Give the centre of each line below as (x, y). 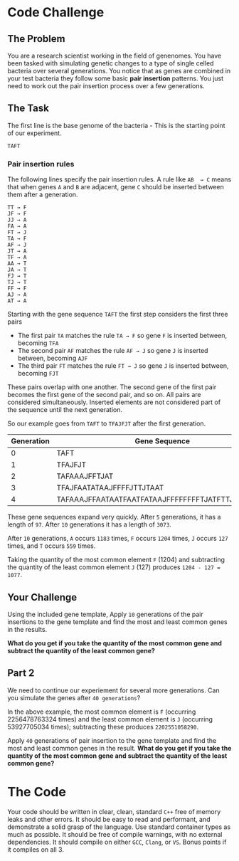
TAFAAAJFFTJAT (85, 476)
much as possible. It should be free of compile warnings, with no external (115, 834)
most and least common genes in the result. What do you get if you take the (119, 748)
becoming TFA (38, 343)
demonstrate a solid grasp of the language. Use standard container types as (119, 827)
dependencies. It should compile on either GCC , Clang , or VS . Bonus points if (117, 842)
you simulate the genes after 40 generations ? (74, 697)
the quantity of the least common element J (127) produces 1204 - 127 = (114, 567)
